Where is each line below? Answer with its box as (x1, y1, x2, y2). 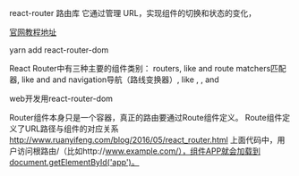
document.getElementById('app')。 (9, 157, 140, 167)
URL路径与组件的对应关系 (24, 123, 119, 134)
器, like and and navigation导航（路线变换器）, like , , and (9, 74, 219, 85)
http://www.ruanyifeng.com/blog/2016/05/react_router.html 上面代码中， (9, 135, 278, 145)
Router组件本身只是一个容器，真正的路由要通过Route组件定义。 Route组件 (9, 113, 283, 122)
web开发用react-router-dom (9, 93, 114, 104)
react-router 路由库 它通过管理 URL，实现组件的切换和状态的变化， (9, 8, 257, 18)
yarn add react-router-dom (9, 45, 109, 55)
